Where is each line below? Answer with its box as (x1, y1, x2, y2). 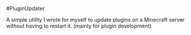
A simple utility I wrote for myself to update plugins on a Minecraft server (6, 16, 185, 23)
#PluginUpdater (6, 5, 45, 12)
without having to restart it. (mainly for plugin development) (6, 23, 152, 29)
